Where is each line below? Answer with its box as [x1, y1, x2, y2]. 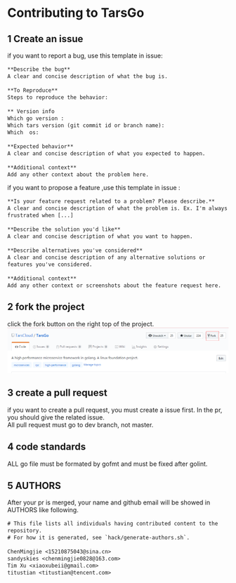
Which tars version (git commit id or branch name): [7, 122, 165, 129]
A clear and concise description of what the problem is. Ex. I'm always [7, 205, 228, 212]
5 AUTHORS [7, 479, 62, 492]
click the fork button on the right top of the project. [7, 319, 155, 328]
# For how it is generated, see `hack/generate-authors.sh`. [7, 535, 190, 542]
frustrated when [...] [7, 212, 74, 219]
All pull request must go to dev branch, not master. [7, 420, 154, 429]
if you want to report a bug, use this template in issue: [7, 51, 163, 60]
